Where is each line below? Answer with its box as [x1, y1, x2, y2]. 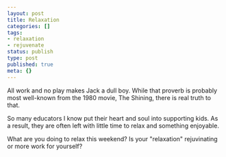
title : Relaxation [7, 16, 60, 23]
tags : [7, 29, 23, 36]
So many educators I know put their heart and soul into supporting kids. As [7, 114, 218, 122]
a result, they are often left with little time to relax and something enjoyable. [7, 121, 219, 130]
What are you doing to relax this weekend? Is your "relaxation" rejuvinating [7, 134, 218, 143]
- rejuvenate [7, 42, 45, 49]
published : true [7, 61, 53, 68]
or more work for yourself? [7, 142, 83, 150]
